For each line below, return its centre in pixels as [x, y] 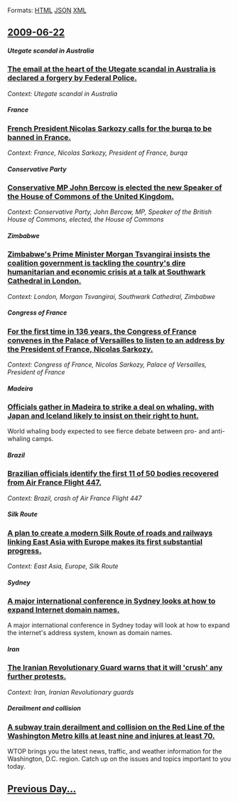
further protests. [37, 676]
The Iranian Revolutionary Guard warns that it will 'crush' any [115, 668]
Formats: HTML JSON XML [47, 10]
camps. [43, 439]
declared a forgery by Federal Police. [72, 78]
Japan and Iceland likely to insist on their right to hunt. [103, 416]
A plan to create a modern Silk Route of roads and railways [110, 533]
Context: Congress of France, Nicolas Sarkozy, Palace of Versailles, [107, 364]
